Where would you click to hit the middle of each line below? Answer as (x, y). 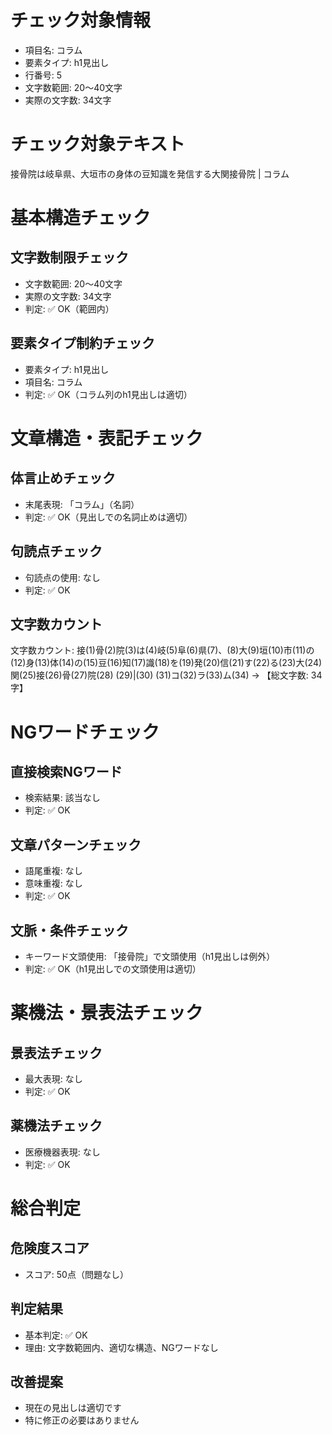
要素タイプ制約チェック (82, 343)
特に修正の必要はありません (82, 1420)
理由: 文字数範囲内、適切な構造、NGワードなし (121, 1347)
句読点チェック (56, 551)
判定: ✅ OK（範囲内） (69, 308)
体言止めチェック (63, 478)
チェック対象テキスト (98, 144)
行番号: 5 (43, 75)
